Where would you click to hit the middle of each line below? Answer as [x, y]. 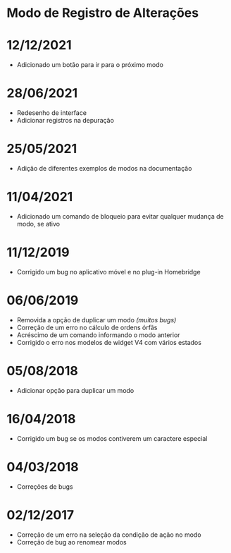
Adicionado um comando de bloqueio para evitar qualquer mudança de [120, 216]
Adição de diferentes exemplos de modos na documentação [104, 168]
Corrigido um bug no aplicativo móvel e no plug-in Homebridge [109, 272]
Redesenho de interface [52, 113]
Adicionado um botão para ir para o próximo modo [90, 65]
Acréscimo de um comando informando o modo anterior [98, 335]
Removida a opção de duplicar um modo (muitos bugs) [96, 320]
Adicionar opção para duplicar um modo [75, 390]
